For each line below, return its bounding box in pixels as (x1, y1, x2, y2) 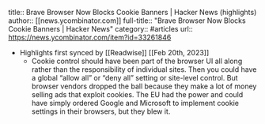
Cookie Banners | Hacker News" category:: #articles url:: (8, 24, 194, 33)
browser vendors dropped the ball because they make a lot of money (31, 81, 257, 91)
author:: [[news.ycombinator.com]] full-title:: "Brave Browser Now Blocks (8, 16, 247, 25)
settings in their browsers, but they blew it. (31, 107, 171, 116)
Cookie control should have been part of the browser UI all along (31, 56, 243, 66)
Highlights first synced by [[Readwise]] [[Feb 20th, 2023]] (19, 48, 210, 57)
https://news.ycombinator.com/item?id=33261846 (8, 32, 172, 42)
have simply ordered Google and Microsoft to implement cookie (31, 99, 240, 107)
